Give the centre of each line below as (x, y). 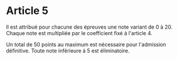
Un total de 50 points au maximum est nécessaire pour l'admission (86, 44)
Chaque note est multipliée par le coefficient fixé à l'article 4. (79, 33)
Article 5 (27, 11)
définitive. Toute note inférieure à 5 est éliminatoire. (68, 50)
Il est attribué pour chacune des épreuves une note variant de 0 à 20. (89, 27)
